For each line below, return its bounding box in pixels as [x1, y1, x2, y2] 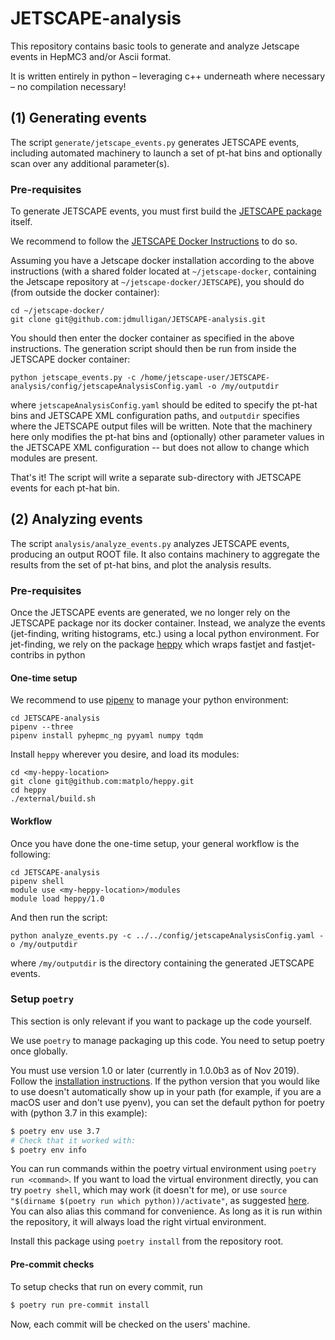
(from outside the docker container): [10, 287, 160, 299]
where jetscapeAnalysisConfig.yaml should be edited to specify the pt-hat [10, 399, 318, 411]
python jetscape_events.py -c [10, 373, 137, 383]
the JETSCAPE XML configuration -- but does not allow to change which [10, 442, 310, 454]
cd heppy [10, 785, 47, 796]
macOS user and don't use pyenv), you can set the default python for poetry [10, 1096, 325, 1108]
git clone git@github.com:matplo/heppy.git [10, 777, 195, 787]
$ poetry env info [10, 1145, 87, 1155]
